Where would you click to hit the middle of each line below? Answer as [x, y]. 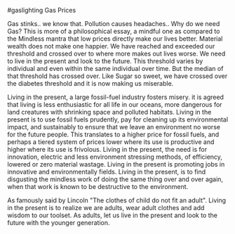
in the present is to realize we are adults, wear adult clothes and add [106, 208]
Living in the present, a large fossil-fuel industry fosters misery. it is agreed [116, 97]
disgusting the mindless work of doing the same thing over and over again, [115, 179]
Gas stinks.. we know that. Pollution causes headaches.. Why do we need [114, 24]
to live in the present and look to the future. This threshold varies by [105, 61]
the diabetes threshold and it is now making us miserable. [90, 83]
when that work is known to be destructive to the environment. [98, 187]
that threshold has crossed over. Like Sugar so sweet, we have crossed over [117, 76]
